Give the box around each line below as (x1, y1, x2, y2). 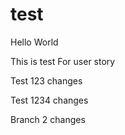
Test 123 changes (10, 74, 83, 87)
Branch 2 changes (10, 113, 86, 125)
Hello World (10, 36, 59, 48)
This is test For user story (10, 55, 116, 67)
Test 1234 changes (10, 94, 89, 106)
